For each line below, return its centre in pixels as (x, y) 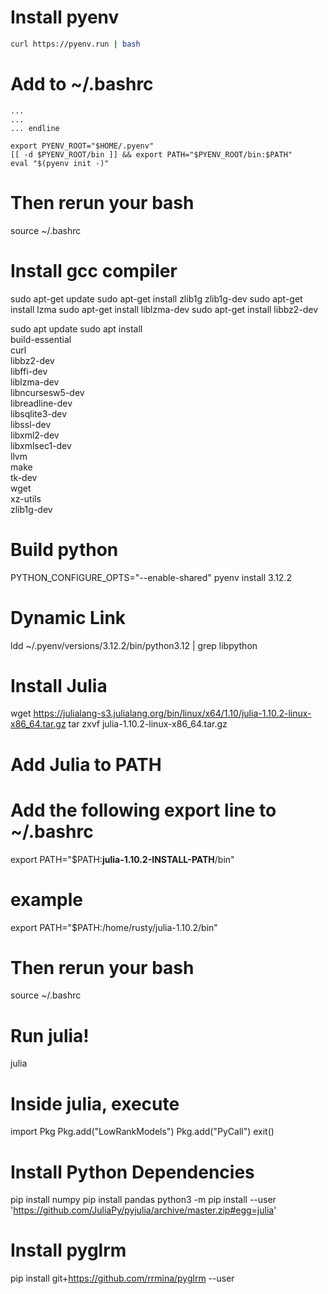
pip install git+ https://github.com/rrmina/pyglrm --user (122, 1278)
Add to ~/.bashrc (82, 84)
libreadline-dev (41, 403)
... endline (35, 128)
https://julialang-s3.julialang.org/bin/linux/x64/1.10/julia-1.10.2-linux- (172, 713)
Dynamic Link (68, 617)
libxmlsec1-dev (41, 445)
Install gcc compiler (94, 270)
